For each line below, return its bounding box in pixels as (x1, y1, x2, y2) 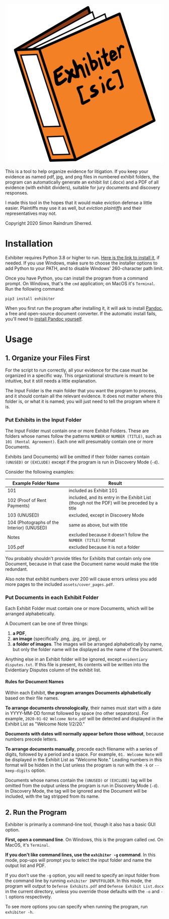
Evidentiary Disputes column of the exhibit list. (5, 667, 102, 673)
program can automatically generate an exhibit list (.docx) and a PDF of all (5, 179, 159, 185)
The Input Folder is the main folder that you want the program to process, (5, 387, 157, 393)
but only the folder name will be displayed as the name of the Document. (12, 647, 163, 653)
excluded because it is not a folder (68, 544, 140, 550)
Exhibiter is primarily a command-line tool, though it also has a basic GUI (5, 821, 156, 828)
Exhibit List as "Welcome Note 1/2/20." (5, 721, 85, 727)
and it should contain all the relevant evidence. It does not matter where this (5, 393, 162, 399)
